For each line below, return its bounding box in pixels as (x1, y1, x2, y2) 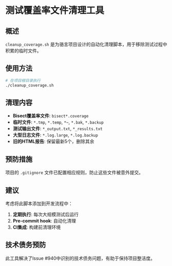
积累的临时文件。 (5, 48, 42, 54)
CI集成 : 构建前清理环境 (12, 224, 61, 230)
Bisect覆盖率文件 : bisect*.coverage (12, 113, 89, 119)
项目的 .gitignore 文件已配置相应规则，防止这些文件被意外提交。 (5, 170, 144, 176)
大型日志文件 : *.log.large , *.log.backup (12, 132, 99, 138)
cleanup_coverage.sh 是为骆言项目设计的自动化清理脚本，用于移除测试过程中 (5, 42, 167, 47)
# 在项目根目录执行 (5, 78, 41, 83)
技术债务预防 (5, 240, 46, 249)
